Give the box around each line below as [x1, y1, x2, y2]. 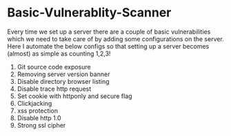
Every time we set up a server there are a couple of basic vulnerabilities [7, 27, 211, 36]
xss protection [17, 106, 59, 115]
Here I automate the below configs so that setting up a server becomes [7, 42, 210, 50]
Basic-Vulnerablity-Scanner [7, 5, 172, 21]
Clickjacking [17, 99, 52, 107]
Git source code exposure [17, 63, 91, 71]
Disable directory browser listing [17, 77, 110, 85]
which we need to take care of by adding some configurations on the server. [7, 34, 224, 43]
